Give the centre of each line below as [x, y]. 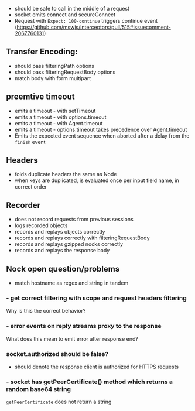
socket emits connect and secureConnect [65, 15]
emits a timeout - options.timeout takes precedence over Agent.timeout [101, 129]
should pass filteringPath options [54, 66]
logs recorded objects [41, 225]
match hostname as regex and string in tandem [71, 283]
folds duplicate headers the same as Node [66, 174]
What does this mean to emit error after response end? [72, 338]
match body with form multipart [53, 78]
